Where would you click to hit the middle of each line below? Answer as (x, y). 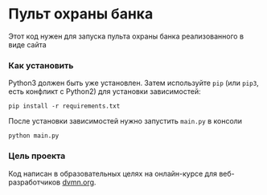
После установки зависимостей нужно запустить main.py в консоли (125, 121)
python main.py (34, 136)
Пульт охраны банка (81, 14)
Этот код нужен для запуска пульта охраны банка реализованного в (126, 36)
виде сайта (27, 44)
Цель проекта (37, 156)
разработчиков (35, 182)
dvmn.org (78, 182)
